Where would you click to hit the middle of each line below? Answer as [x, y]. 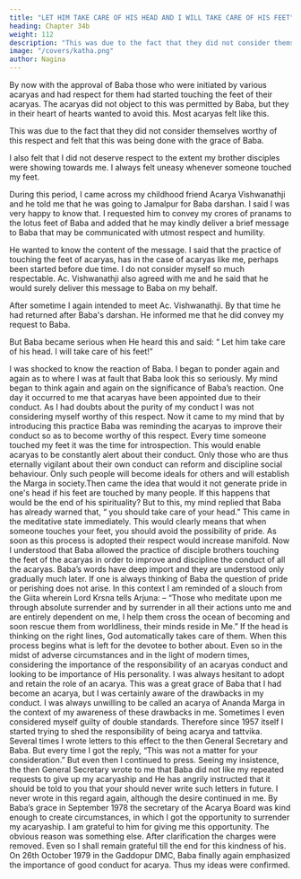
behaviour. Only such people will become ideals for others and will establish [149, 474]
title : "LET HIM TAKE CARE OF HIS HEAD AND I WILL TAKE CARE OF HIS [140, 18]
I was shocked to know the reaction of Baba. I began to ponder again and [145, 369]
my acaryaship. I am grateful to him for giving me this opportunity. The [139, 826]
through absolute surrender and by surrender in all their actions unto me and [150, 607]
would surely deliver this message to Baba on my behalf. [113, 288]
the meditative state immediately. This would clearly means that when [138, 521]
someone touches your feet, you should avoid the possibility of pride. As [143, 531]
